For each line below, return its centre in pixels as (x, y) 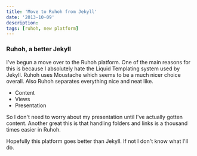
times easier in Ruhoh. (33, 129)
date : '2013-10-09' (30, 17)
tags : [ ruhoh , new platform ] (42, 28)
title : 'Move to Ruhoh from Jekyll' (52, 12)
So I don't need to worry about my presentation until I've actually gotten (95, 117)
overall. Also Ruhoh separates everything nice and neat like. (80, 81)
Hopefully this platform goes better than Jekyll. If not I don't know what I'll (97, 141)
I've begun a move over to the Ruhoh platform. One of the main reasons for (98, 62)
